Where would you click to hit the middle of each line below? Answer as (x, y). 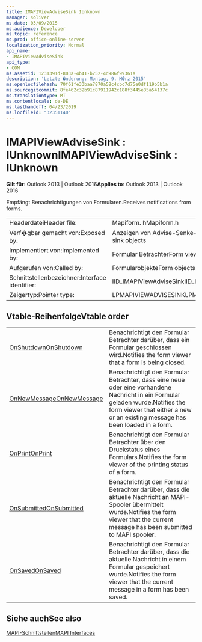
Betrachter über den (138, 442)
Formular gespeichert (139, 567)
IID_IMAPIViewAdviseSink (148, 281)
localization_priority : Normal (45, 46)
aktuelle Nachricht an (139, 497)
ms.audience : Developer (36, 29)
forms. (14, 209)
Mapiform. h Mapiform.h (145, 223)
